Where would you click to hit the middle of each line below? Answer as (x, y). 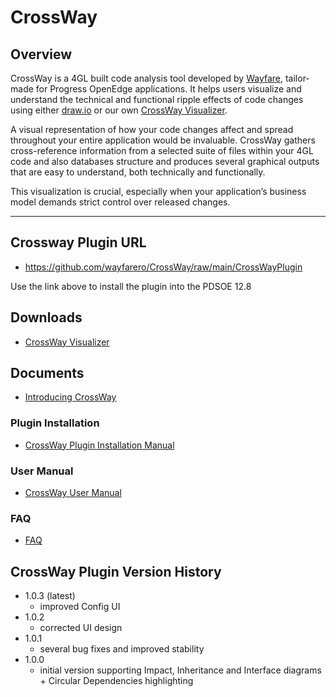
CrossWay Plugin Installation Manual (99, 445)
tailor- (297, 78)
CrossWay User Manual (73, 493)
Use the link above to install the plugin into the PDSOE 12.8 (131, 286)
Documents (47, 373)
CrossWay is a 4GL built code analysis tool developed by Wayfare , (147, 78)
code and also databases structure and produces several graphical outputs (165, 161)
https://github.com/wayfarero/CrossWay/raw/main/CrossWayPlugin (163, 267)
